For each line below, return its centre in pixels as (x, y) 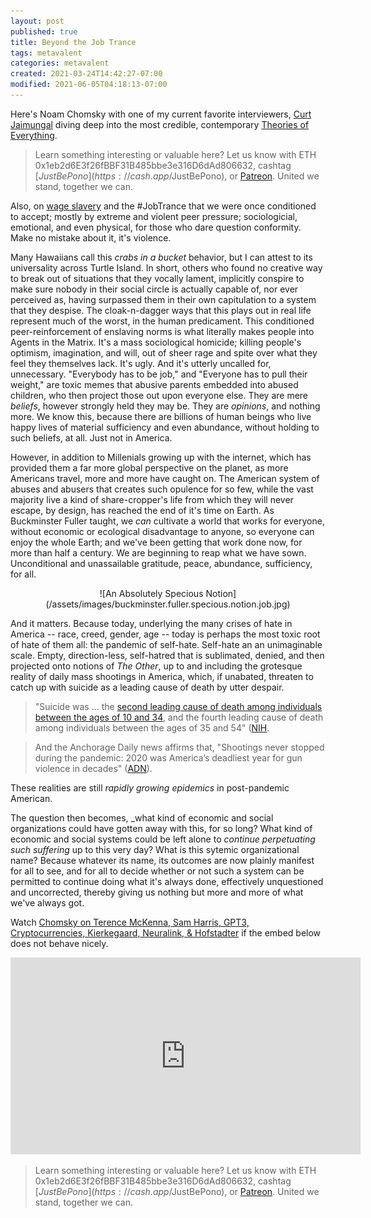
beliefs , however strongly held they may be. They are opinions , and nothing (165, 406)
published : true (44, 31)
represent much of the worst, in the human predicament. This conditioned (162, 321)
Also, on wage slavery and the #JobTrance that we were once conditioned (163, 206)
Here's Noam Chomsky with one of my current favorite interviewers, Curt (161, 114)
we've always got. (47, 902)
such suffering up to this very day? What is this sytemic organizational (155, 849)
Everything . (34, 135)
